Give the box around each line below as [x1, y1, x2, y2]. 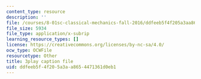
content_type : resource [6, 8, 66, 15]
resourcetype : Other [6, 53, 58, 59]
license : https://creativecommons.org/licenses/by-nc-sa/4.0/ [6, 42, 165, 48]
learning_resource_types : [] [6, 36, 79, 42]
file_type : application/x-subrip [6, 31, 90, 37]
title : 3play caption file [6, 58, 74, 64]
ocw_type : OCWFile [6, 48, 52, 53]
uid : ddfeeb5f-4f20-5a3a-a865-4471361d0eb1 [6, 64, 117, 70]
